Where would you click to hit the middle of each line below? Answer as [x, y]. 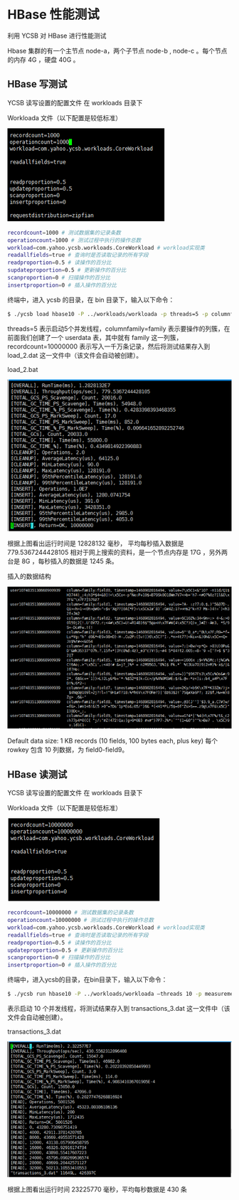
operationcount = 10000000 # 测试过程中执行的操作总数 [81, 920]
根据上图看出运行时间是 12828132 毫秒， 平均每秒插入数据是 [96, 543]
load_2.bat [23, 369]
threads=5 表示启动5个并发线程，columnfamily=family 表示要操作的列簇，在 [119, 329]
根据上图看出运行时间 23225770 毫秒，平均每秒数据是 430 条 [97, 1189]
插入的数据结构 [29, 576]
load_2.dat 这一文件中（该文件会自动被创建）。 [75, 355]
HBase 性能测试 [53, 15]
